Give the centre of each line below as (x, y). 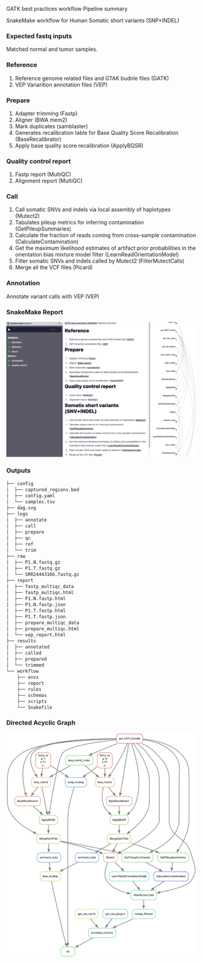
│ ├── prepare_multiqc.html (43, 629)
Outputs (19, 470)
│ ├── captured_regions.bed (43, 490)
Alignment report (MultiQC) (49, 181)
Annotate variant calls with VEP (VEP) (53, 296)
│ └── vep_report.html (36, 635)
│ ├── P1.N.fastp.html (36, 599)
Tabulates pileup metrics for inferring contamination (79, 223)
